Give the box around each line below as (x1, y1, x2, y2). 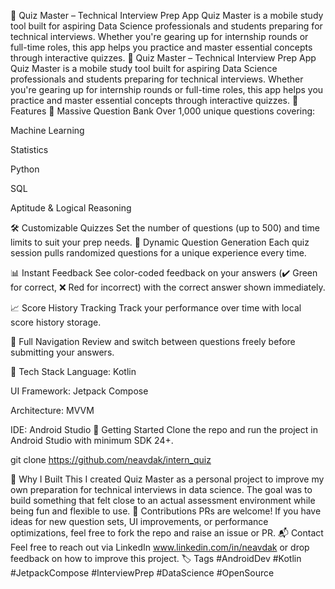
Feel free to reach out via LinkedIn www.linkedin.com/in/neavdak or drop (10, 541, 310, 553)
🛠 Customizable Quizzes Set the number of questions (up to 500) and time (10, 222, 320, 234)
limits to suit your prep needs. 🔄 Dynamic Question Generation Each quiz (10, 236, 310, 248)
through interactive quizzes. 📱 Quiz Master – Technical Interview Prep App (10, 52, 317, 64)
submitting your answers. (10, 346, 115, 358)
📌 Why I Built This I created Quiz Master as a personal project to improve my (10, 473, 325, 485)
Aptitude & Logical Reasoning (10, 202, 132, 214)
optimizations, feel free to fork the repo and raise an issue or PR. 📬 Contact (10, 527, 324, 539)
